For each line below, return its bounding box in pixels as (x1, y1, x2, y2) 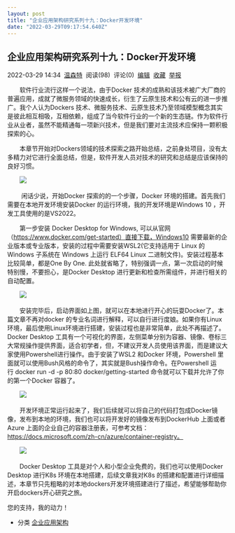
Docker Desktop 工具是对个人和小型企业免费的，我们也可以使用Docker (19, 462, 224, 471)
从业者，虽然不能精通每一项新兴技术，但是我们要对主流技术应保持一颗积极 (13, 120, 228, 130)
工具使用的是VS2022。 (13, 209, 80, 218)
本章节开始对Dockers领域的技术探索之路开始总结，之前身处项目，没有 (19, 144, 222, 153)
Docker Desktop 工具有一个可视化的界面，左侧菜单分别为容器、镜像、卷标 (7, 333, 221, 341)
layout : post (7, 10, 45, 18)
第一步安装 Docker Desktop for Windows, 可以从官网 (19, 224, 171, 233)
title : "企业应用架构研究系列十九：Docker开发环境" (7, 17, 143, 24)
